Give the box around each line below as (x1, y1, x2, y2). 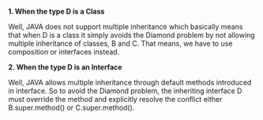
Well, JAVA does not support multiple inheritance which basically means (8, 22, 243, 31)
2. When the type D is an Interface (8, 62, 122, 72)
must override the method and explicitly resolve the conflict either (8, 95, 223, 103)
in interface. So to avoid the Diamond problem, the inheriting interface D (8, 86, 242, 96)
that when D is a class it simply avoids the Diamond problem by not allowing (8, 31, 255, 39)
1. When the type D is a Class (8, 7, 105, 16)
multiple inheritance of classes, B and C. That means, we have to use (8, 39, 233, 48)
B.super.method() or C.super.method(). (8, 103, 135, 112)
